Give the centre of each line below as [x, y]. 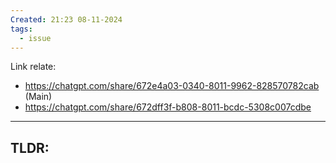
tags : [21, 29]
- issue [35, 38]
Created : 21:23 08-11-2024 [66, 19]
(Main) [38, 97]
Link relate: [33, 67]
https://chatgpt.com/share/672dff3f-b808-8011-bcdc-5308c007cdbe [168, 107]
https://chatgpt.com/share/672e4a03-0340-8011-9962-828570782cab [172, 86]
